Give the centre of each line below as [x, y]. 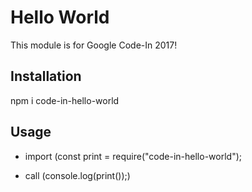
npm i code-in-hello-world [65, 100]
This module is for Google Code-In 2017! [94, 45]
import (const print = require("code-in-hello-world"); [133, 156]
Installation [46, 76]
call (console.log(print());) [77, 175]
